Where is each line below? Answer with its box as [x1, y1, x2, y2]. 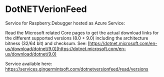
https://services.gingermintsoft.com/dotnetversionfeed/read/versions [5, 66, 148, 72]
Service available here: [5, 60, 52, 66]
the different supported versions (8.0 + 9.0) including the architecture [5, 35, 148, 41]
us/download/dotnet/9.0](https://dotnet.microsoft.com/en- [5, 45, 126, 51]
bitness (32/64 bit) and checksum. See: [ [5, 40, 90, 46]
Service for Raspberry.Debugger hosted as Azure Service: [5, 20, 125, 26]
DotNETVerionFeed [5, 3, 87, 15]
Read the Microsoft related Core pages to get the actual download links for [5, 29, 159, 35]
